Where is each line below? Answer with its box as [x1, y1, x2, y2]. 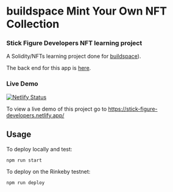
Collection [6, 17, 60, 31]
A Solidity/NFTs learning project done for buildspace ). [6, 53, 141, 60]
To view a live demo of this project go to [6, 105, 107, 112]
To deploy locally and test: [6, 145, 72, 153]
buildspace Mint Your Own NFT [6, 4, 168, 18]
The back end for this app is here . [6, 64, 91, 72]
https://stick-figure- [108, 105, 158, 112]
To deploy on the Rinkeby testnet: [6, 168, 91, 175]
